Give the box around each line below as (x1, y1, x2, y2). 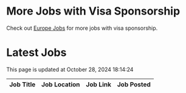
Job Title (9, 80, 36, 89)
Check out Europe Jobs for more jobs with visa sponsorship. (6, 24, 158, 32)
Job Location (41, 80, 80, 89)
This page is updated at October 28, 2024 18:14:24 (6, 66, 134, 73)
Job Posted (117, 80, 151, 89)
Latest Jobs (6, 46, 67, 60)
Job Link (86, 80, 111, 89)
